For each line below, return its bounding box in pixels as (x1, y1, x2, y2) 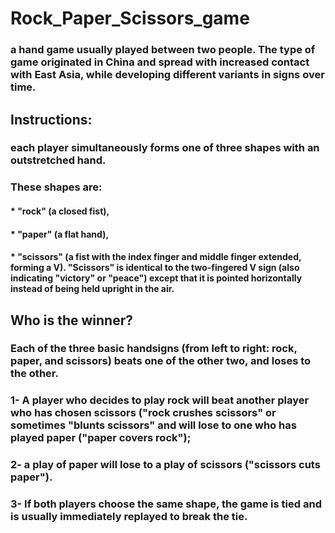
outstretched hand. (10, 153, 107, 167)
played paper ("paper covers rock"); (10, 431, 192, 445)
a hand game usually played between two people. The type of (10, 43, 316, 57)
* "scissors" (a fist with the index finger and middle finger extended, (10, 251, 302, 263)
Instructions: (10, 111, 93, 128)
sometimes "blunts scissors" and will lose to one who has (10, 418, 297, 432)
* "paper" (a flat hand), (10, 228, 110, 240)
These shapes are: (10, 180, 103, 194)
